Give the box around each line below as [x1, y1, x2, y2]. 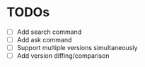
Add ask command [16, 36, 72, 44]
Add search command [16, 28, 82, 36]
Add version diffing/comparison [16, 51, 110, 60]
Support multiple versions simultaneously [16, 44, 138, 52]
